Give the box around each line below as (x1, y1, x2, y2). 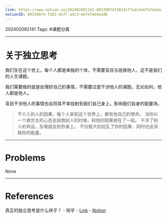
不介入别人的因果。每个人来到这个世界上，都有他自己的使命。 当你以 (17, 111, 158, 117)
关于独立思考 (5, 50, 58, 61)
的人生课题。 (5, 73, 31, 79)
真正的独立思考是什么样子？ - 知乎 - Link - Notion (5, 208, 106, 214)
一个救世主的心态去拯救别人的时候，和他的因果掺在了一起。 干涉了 (17, 117, 154, 123)
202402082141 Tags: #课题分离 (5, 26, 70, 32)
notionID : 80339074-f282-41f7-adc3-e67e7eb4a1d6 (5, 12, 108, 17)
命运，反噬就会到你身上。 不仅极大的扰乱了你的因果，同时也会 (26, 123, 154, 129)
